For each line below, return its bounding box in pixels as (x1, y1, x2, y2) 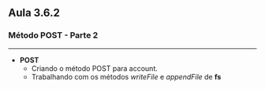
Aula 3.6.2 (8, 6, 61, 20)
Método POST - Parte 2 (8, 30, 99, 41)
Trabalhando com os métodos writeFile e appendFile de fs (31, 72, 222, 81)
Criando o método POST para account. (31, 63, 158, 73)
